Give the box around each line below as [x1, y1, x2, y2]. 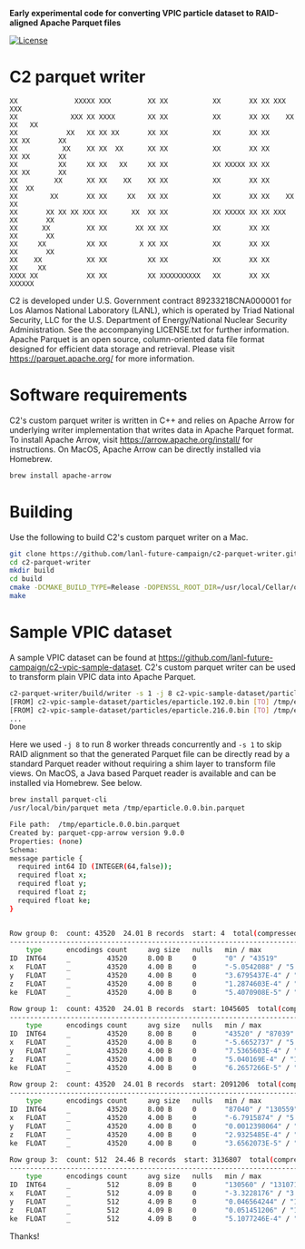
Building [9, 501, 74, 522]
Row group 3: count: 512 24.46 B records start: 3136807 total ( [9, 1155, 274, 1165]
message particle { [9, 853, 84, 863]
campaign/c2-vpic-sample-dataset [9, 662, 141, 673]
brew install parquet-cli [9, 795, 107, 804]
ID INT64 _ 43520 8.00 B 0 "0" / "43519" [9, 954, 279, 963]
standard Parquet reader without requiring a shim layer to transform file [9, 758, 276, 770]
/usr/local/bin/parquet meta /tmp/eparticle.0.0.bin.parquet [9, 803, 246, 813]
